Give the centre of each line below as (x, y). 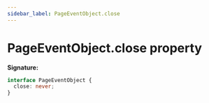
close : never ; (34, 87)
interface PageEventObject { (50, 80)
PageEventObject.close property (105, 48)
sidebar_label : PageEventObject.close (64, 14)
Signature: (23, 68)
